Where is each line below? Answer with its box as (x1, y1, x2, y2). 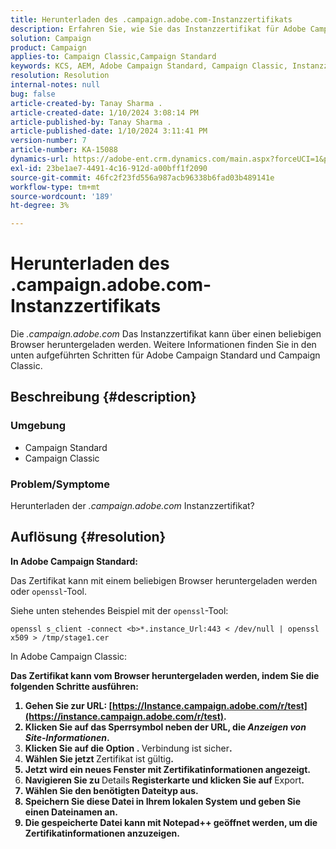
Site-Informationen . (24, 731, 110, 743)
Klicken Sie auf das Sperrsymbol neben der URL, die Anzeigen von (24, 721, 307, 733)
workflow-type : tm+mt (10, 182, 101, 192)
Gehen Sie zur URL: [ (24, 699, 113, 711)
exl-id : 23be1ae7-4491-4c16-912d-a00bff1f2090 (10, 163, 208, 173)
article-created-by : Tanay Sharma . (10, 98, 163, 108)
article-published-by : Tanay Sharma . (10, 117, 172, 127)
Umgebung (10, 419, 67, 433)
